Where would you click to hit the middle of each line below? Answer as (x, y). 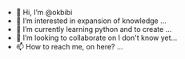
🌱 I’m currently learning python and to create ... (94, 29)
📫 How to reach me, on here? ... (69, 47)
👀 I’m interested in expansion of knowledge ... (91, 21)
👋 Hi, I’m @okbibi (44, 12)
